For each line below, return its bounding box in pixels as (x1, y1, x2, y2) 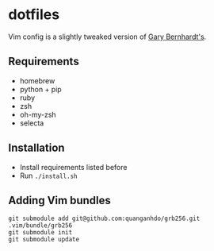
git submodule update (8, 236, 80, 244)
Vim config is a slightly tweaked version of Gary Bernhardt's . (8, 32, 207, 41)
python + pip (19, 84, 62, 94)
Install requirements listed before (19, 162, 128, 172)
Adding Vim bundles (8, 193, 111, 207)
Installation (8, 141, 65, 155)
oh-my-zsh (19, 110, 57, 119)
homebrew (19, 75, 55, 85)
